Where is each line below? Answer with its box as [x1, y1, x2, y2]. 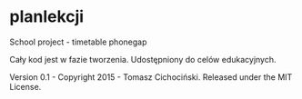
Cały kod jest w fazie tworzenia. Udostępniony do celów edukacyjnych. [9, 54, 277, 64]
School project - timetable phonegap [9, 36, 147, 47]
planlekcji [9, 6, 85, 27]
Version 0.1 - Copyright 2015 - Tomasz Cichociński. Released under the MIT [9, 71, 293, 83]
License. [9, 81, 42, 92]
